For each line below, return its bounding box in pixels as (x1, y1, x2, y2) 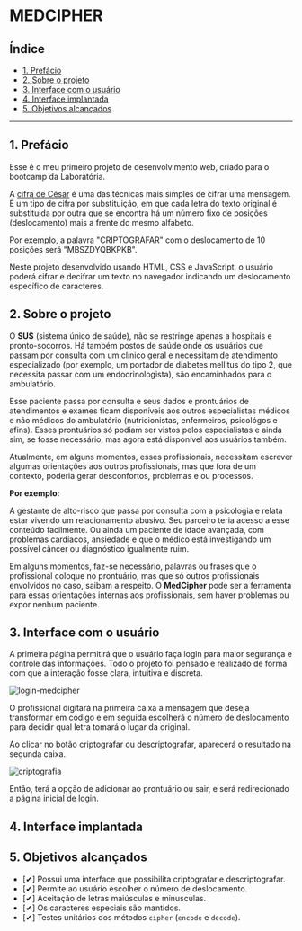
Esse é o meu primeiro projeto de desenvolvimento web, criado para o (9, 161, 270, 172)
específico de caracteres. (9, 280, 104, 291)
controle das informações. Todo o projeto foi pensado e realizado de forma (9, 658, 288, 669)
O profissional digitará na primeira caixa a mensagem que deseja (9, 703, 250, 714)
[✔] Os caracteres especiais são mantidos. (22, 902, 182, 913)
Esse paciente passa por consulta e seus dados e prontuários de (9, 395, 250, 406)
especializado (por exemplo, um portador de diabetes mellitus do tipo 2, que (9, 359, 292, 369)
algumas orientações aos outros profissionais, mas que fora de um (9, 460, 257, 472)
